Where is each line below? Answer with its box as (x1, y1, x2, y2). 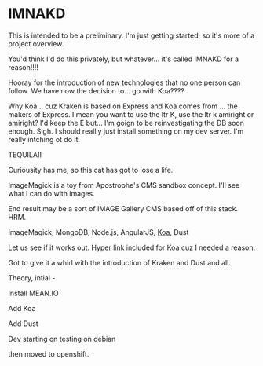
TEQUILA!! (8, 150, 42, 159)
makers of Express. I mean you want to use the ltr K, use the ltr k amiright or (8, 109, 254, 119)
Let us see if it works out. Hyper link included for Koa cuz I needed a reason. (8, 243, 256, 252)
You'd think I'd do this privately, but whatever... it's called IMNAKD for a (8, 54, 239, 64)
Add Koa (8, 303, 36, 313)
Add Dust (8, 319, 39, 328)
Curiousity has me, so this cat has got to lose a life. (8, 165, 174, 174)
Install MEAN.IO (8, 288, 59, 298)
